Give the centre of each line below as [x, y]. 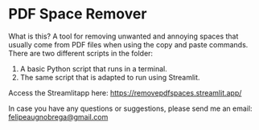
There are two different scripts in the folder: [81, 53]
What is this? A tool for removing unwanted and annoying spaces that [123, 36]
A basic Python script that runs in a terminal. [93, 68]
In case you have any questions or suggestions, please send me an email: [130, 108]
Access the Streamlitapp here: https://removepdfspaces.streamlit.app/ [125, 92]
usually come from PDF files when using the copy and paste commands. [128, 44]
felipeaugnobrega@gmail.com [58, 116]
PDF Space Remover [78, 14]
